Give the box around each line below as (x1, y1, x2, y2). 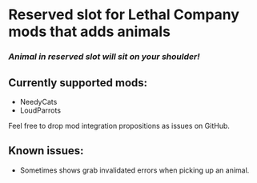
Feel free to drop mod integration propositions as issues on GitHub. (8, 121, 231, 130)
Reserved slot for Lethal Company (8, 6, 240, 24)
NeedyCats (19, 97, 58, 106)
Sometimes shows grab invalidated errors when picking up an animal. (19, 165, 250, 175)
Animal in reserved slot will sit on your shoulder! (8, 51, 200, 62)
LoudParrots (19, 105, 62, 115)
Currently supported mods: (8, 76, 148, 90)
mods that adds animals (8, 22, 171, 41)
